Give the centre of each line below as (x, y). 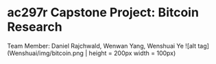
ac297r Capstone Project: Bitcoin (103, 13)
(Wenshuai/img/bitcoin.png (46, 53)
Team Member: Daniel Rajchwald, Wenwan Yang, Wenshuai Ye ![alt (102, 46)
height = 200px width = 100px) (132, 53)
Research (35, 27)
